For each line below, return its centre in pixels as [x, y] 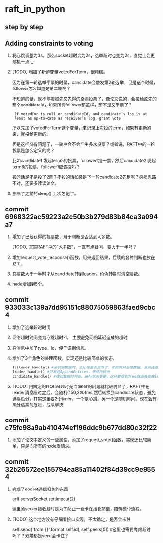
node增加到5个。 [29, 284]
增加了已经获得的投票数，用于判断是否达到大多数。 [63, 237]
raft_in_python [35, 9]
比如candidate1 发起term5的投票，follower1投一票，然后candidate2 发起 [84, 161]
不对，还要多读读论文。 [35, 183]
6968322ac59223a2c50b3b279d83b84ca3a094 [81, 217]
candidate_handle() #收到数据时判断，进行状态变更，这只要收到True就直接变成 [83, 376]
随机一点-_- [24, 62]
